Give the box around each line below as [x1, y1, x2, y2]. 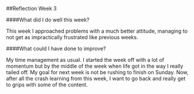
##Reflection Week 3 [6, 5, 57, 12]
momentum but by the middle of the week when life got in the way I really [6, 62, 183, 69]
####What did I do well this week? [6, 16, 90, 23]
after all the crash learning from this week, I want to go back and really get [6, 75, 186, 82]
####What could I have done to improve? [6, 45, 107, 52]
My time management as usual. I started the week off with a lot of [6, 57, 165, 63]
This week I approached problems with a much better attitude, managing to [6, 27, 188, 34]
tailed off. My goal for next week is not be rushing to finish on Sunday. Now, [6, 69, 189, 75]
